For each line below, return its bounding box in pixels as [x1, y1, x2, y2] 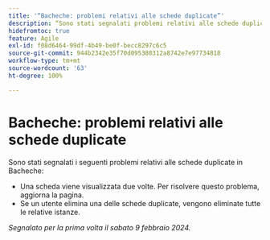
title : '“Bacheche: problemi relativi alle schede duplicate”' [8, 11, 225, 20]
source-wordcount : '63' [8, 64, 88, 72]
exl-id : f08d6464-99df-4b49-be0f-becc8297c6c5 [8, 42, 167, 50]
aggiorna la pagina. [19, 190, 84, 200]
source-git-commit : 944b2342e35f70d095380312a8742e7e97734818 [8, 49, 221, 57]
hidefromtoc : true [8, 27, 70, 35]
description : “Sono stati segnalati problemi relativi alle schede [8, 19, 239, 27]
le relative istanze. [19, 207, 80, 217]
